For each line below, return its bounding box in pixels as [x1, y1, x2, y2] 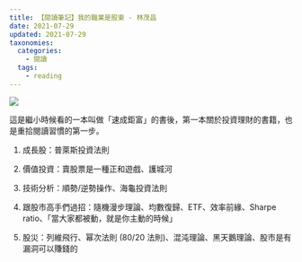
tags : [17, 64, 39, 73]
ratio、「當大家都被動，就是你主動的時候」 [22, 213, 178, 223]
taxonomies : [9, 38, 54, 48]
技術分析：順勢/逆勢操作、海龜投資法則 [22, 182, 168, 193]
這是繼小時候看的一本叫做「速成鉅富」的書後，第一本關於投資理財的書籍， [9, 114, 285, 125]
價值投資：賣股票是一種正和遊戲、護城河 [22, 163, 173, 174]
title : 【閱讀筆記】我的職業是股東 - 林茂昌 [9, 13, 157, 22]
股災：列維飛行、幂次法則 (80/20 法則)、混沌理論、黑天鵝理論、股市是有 [22, 231, 292, 242]
